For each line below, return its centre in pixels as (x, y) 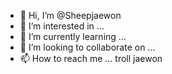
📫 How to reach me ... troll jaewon (91, 58)
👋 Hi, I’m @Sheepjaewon (70, 15)
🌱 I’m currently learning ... (73, 36)
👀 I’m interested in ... (62, 26)
